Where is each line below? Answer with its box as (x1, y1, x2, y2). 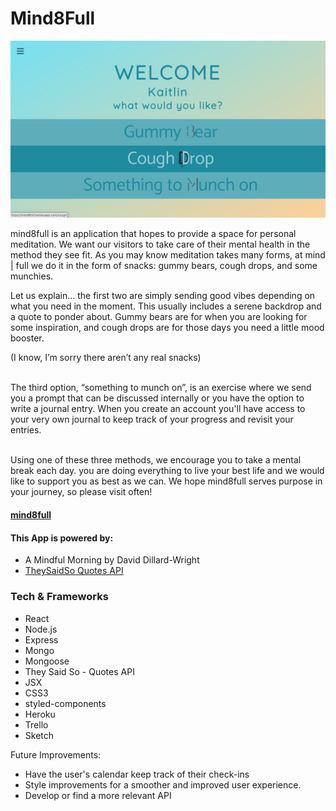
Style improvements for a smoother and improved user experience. (24, 778, 302, 791)
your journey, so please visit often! (10, 486, 153, 498)
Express (24, 633, 59, 646)
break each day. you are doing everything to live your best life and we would (10, 465, 325, 477)
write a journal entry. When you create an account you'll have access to (10, 403, 306, 415)
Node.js (24, 623, 58, 635)
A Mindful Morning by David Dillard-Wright (24, 554, 200, 566)
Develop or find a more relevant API (24, 789, 172, 801)
